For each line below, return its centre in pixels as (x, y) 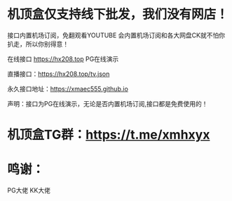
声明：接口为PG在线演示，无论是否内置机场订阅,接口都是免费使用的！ (108, 103)
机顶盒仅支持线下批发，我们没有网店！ (118, 14)
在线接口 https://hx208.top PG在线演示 (63, 59)
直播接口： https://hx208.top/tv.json (59, 74)
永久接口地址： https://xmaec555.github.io (68, 89)
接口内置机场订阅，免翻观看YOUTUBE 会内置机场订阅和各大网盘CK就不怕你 (116, 35)
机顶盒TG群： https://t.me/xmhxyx (109, 135)
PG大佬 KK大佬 (29, 190)
